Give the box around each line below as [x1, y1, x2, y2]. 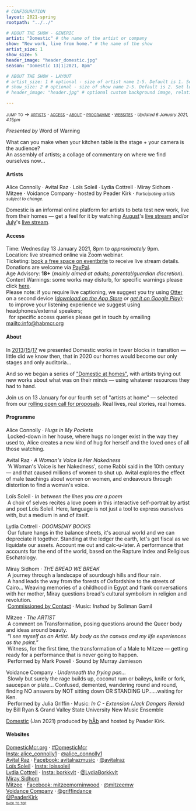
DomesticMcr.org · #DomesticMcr [6, 744, 87, 751]
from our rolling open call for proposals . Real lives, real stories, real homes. [6, 400, 186, 407]
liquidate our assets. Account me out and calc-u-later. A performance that [6, 541, 184, 548]
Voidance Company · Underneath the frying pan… [6, 669, 127, 676]
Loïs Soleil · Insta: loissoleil [6, 762, 71, 770]
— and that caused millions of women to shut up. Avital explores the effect [6, 469, 185, 476]
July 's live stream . [6, 219, 50, 226]
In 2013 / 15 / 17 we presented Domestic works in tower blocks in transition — [6, 346, 186, 353]
